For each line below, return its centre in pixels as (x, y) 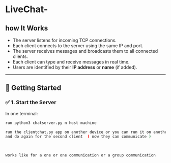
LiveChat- (27, 9)
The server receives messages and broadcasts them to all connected (85, 51)
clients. (20, 56)
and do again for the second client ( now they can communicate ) (78, 137)
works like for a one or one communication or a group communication (81, 155)
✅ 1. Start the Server (31, 103)
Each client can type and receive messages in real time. (71, 62)
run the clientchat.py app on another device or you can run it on (78, 132)
